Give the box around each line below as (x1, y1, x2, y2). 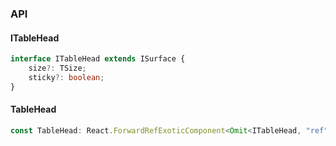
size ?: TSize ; (28, 63, 87, 73)
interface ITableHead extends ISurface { (10, 54, 186, 64)
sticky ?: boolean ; (28, 72, 105, 82)
